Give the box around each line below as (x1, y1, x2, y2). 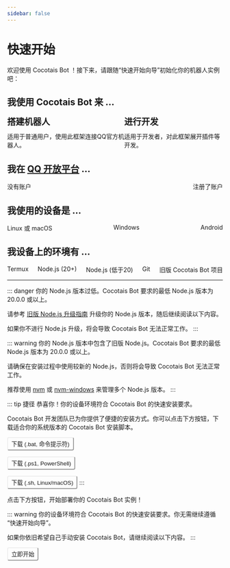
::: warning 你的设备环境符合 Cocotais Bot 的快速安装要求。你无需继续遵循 (7, 510, 216, 518)
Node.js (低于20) (86, 265, 133, 274)
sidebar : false (7, 10, 51, 17)
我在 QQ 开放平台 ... (7, 163, 91, 175)
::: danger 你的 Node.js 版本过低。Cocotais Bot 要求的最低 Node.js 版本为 (7, 286, 214, 295)
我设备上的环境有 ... (7, 246, 91, 258)
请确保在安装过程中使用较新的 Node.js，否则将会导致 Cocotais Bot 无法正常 (7, 362, 220, 370)
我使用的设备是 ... (7, 204, 82, 216)
